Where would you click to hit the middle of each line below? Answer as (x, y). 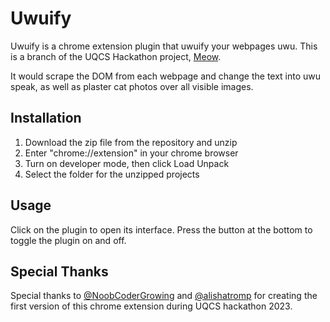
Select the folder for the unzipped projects (112, 174)
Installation (46, 118)
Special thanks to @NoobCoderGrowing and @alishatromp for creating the (164, 296)
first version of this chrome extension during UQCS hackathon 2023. (151, 306)
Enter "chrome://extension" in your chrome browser (131, 153)
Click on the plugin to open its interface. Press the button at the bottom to (161, 229)
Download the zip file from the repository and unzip (131, 142)
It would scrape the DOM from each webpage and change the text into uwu (166, 76)
